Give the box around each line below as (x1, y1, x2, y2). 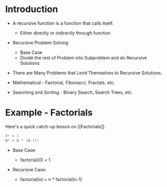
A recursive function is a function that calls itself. (12, 20, 114, 26)
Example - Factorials (5, 107, 93, 119)
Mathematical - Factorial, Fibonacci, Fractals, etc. (12, 79, 115, 85)
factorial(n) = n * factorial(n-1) (20, 176, 82, 182)
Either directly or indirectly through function (20, 30, 111, 36)
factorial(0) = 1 (20, 157, 51, 163)
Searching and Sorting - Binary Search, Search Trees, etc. (12, 89, 133, 95)
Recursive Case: (12, 166, 47, 172)
